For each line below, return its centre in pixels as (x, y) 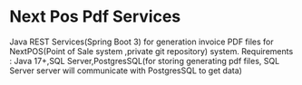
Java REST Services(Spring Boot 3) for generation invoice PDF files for (141, 42)
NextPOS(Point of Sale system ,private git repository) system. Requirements (151, 51)
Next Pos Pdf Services (95, 17)
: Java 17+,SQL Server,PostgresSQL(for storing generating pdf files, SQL (145, 61)
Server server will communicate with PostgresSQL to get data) (126, 71)
